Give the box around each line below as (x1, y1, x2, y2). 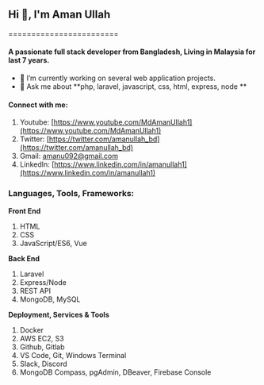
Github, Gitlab (19, 342, 65, 352)
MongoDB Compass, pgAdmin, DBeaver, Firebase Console (19, 367, 212, 377)
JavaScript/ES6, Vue (19, 238, 87, 248)
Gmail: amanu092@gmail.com (19, 152, 119, 161)
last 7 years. (8, 56, 50, 65)
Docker (19, 325, 44, 334)
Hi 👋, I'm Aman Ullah (8, 8, 111, 21)
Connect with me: (8, 100, 69, 110)
